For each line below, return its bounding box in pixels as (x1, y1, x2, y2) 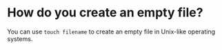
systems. (7, 34, 33, 42)
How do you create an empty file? (7, 5, 203, 21)
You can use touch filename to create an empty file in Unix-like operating (7, 27, 216, 36)
